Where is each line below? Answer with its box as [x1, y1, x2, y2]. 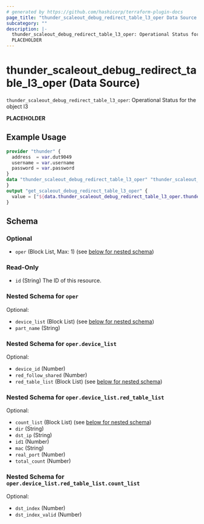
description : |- [6, 26, 47, 32]
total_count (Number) [15, 457, 71, 465]
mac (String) [15, 444, 44, 452]
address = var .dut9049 [12, 154, 72, 160]
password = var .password [12, 165, 75, 171]
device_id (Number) [15, 365, 66, 373]
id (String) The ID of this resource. [15, 277, 102, 284]
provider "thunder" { [6, 148, 61, 154]
